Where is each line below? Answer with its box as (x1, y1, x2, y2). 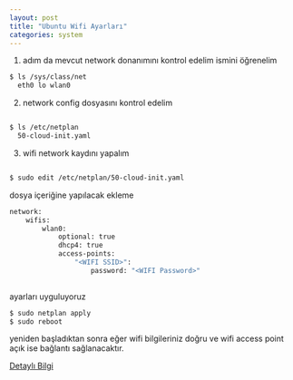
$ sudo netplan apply (9, 308, 92, 317)
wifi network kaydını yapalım (22, 147, 130, 159)
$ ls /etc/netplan (9, 123, 79, 132)
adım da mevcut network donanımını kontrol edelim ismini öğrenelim (22, 55, 278, 66)
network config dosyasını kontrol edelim (22, 97, 173, 109)
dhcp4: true (57, 241, 103, 250)
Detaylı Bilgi (9, 360, 54, 372)
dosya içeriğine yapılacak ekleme (9, 190, 134, 200)
